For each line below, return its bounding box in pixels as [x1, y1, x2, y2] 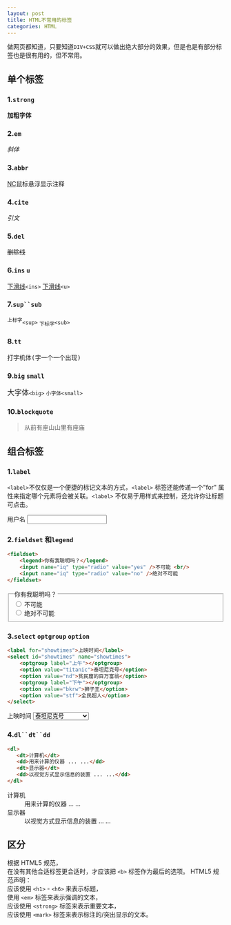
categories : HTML [7, 23, 57, 30]
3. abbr [7, 163, 29, 172]
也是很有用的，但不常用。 [12, 51, 86, 59]
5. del [7, 231, 26, 241]
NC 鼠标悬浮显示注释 [7, 179, 65, 188]
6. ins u [7, 266, 30, 275]
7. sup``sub [7, 299, 42, 309]
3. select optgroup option [7, 632, 90, 641]
